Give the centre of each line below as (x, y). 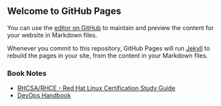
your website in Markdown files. (52, 35)
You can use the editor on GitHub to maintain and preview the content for (110, 27)
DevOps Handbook (44, 96)
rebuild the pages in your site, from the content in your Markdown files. (107, 55)
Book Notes (27, 73)
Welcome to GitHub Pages (64, 11)
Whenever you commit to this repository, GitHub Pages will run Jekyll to (109, 48)
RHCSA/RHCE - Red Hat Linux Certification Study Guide (96, 88)
